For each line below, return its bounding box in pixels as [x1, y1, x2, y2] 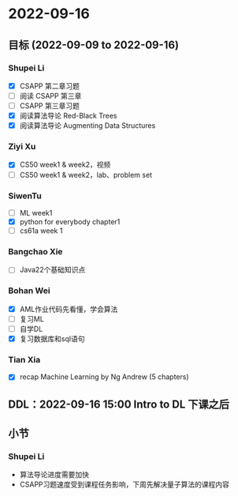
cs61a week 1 [19, 226, 63, 235]
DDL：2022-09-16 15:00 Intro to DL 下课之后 [8, 397, 230, 411]
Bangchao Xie [8, 246, 63, 257]
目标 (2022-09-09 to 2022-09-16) [8, 38, 180, 51]
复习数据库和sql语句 [19, 333, 85, 344]
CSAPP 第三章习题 [19, 101, 80, 111]
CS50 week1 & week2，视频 [19, 160, 111, 170]
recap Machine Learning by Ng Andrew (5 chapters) [19, 372, 189, 381]
